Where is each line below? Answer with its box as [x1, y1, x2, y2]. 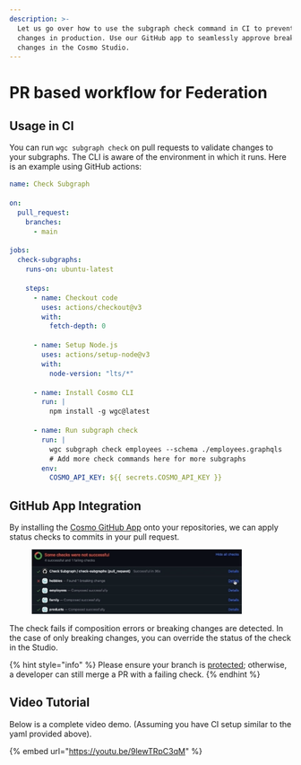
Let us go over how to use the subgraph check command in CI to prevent [17, 23, 295, 33]
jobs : [9, 246, 30, 255]
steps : [25, 284, 50, 293]
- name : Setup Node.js [32, 341, 118, 350]
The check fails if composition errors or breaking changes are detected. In [9, 623, 284, 634]
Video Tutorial [9, 695, 90, 710]
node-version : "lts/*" [48, 369, 134, 378]
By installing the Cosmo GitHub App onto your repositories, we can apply [9, 522, 279, 533]
